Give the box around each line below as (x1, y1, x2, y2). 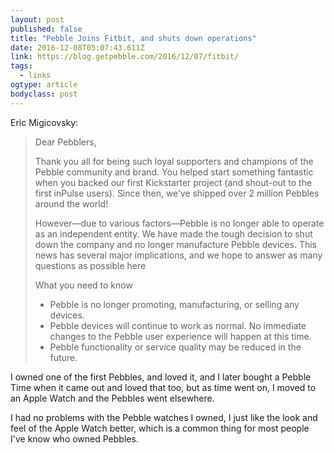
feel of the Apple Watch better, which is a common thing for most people (10, 422, 310, 434)
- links (19, 71, 52, 81)
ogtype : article (10, 80, 78, 90)
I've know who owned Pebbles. (10, 432, 139, 445)
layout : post (10, 14, 65, 25)
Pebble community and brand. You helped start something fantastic (34, 166, 314, 178)
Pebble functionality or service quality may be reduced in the (49, 341, 302, 353)
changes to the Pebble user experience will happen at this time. (49, 330, 312, 342)
